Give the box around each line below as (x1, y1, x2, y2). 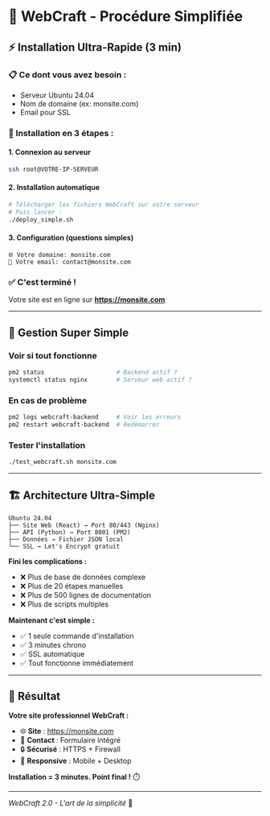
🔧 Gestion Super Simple (8, 325, 129, 339)
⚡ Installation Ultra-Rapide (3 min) (8, 40, 182, 54)
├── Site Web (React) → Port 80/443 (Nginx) (8, 521, 160, 529)
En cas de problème (8, 395, 88, 406)
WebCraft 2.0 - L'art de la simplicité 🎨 (8, 798, 133, 808)
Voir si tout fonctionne (8, 350, 98, 361)
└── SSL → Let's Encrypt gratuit (8, 542, 121, 550)
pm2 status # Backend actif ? (8, 368, 178, 376)
